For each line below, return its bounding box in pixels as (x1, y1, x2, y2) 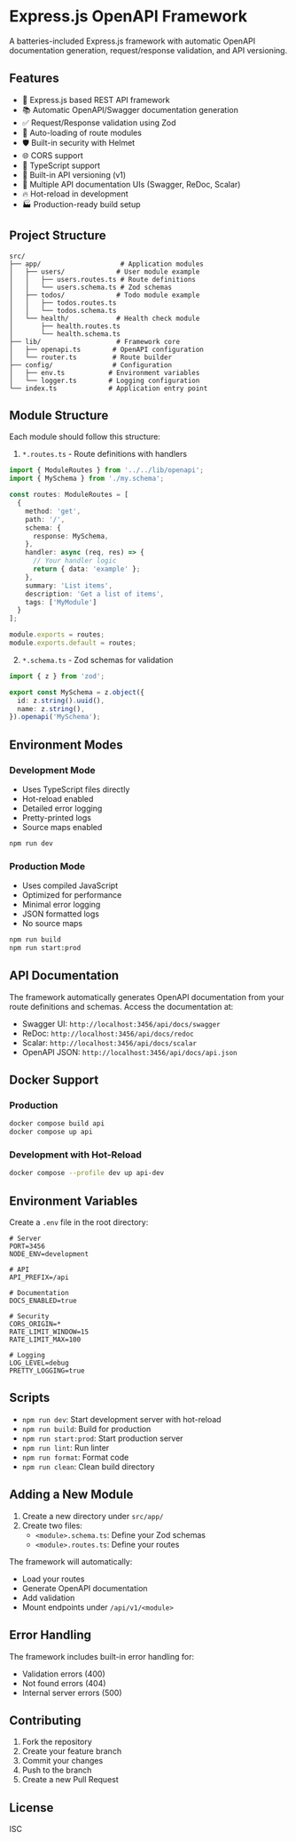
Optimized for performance (21, 890, 122, 900)
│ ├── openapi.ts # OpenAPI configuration (9, 345, 204, 354)
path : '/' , (25, 515, 66, 524)
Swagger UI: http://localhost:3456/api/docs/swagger (21, 1018, 221, 1029)
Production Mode (9, 860, 86, 872)
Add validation (21, 1592, 75, 1603)
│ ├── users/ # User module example (9, 267, 200, 276)
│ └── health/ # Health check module (9, 314, 200, 323)
